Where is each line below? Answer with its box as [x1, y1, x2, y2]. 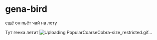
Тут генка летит [5, 29, 39, 35]
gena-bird [5, 3, 47, 15]
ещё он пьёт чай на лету [5, 20, 57, 26]
